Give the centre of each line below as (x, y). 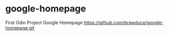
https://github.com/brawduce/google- (124, 22)
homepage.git (20, 27)
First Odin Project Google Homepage (44, 22)
